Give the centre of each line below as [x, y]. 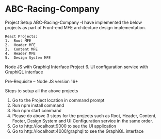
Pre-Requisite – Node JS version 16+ [42, 81]
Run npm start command [37, 110]
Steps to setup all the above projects [42, 90]
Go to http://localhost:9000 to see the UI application [64, 126]
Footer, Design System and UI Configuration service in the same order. [83, 121]
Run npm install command [38, 105]
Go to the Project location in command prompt [58, 100]
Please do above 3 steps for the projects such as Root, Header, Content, [84, 116]
